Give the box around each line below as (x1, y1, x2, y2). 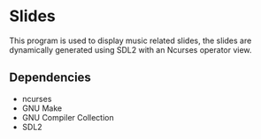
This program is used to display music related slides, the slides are (9, 35, 252, 46)
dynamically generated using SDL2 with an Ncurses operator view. (9, 44, 252, 55)
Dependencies (9, 70, 91, 85)
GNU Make (21, 103, 63, 113)
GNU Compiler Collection (21, 112, 114, 122)
